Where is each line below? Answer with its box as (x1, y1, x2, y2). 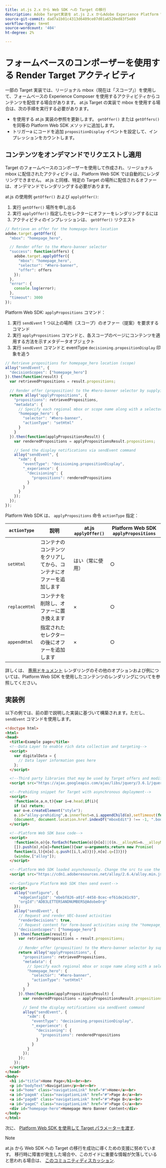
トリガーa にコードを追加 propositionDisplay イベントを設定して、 (12, 128, 149, 134)
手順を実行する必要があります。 (26, 105, 91, 111)
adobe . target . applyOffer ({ (14, 254, 70, 259)
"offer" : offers (18, 268, 52, 273)
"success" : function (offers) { (9, 249, 74, 254)
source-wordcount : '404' (5, 26, 56, 31)
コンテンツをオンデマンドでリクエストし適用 (5, 150, 142, 159)
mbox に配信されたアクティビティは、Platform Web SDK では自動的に (5, 171, 147, 177)
